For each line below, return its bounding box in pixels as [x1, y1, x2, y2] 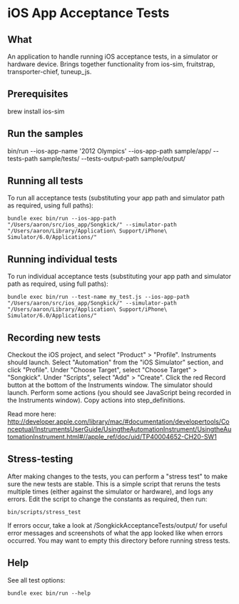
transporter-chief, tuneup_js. [7, 68, 92, 76]
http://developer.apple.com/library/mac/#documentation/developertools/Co [7, 417, 230, 426]
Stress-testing [7, 453, 73, 465]
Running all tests [7, 175, 83, 187]
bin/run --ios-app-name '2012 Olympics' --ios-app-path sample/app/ [7, 146, 212, 155]
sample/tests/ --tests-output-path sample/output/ [39, 154, 185, 163]
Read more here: [7, 410, 56, 419]
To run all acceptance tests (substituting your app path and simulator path [7, 194, 225, 203]
